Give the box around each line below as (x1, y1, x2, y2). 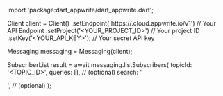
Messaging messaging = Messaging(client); (7, 48, 133, 55)
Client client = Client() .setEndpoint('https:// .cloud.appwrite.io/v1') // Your (7, 19, 217, 27)
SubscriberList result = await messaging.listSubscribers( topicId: (7, 61, 192, 68)
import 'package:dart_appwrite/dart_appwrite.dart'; (7, 6, 154, 14)
